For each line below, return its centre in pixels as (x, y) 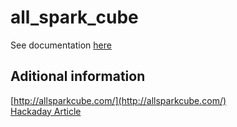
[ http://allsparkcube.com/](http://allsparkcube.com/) (118, 100)
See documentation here (61, 45)
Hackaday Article (46, 111)
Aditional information (78, 76)
